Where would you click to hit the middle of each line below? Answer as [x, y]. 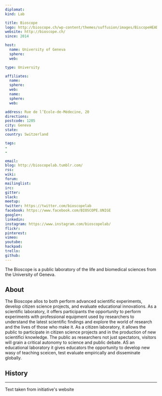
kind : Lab [15, 14]
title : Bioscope [21, 23]
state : [12, 130]
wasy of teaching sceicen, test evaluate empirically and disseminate [73, 353]
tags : [10, 143]
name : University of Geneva [38, 49]
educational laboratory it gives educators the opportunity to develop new [78, 348]
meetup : [13, 202]
